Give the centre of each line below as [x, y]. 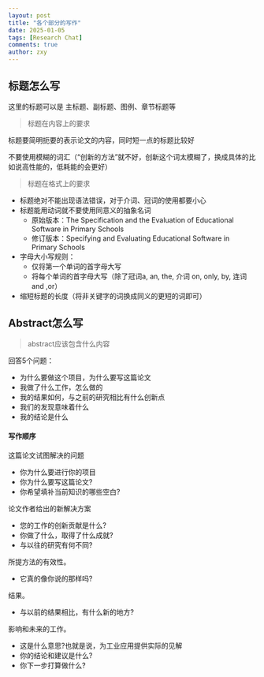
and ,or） [46, 286]
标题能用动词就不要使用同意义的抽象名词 [85, 210]
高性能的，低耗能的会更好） [67, 166]
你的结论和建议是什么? [56, 655]
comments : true [33, 45]
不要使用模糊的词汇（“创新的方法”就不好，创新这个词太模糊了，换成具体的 [129, 157]
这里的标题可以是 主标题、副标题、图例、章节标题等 [92, 107]
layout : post [30, 15]
